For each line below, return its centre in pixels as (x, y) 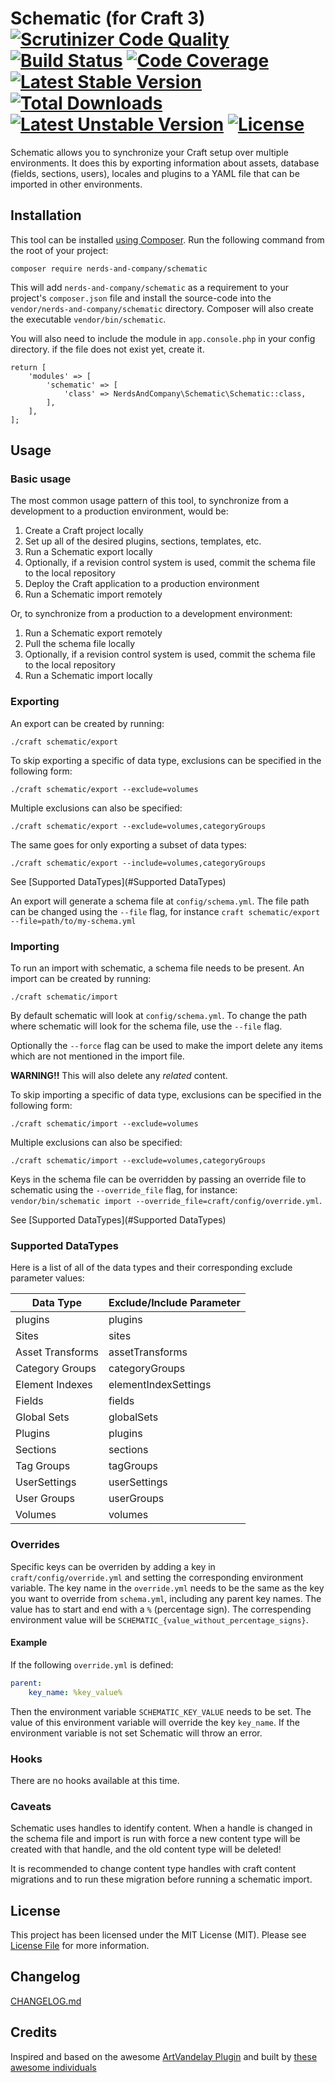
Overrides (35, 1545)
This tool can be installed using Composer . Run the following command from (167, 239)
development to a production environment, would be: (119, 511)
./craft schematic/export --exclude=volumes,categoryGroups (138, 826)
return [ (28, 367)
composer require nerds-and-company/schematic (109, 268)
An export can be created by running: (87, 723)
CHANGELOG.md (46, 2001)
